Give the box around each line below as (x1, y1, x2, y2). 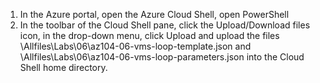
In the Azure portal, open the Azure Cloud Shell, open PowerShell (19, 9, 290, 20)
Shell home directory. (19, 62, 108, 73)
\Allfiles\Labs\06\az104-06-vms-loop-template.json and (19, 40, 252, 52)
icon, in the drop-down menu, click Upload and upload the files (19, 30, 280, 41)
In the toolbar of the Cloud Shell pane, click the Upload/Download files (19, 19, 311, 31)
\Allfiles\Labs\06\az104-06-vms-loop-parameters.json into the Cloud (19, 51, 305, 63)
